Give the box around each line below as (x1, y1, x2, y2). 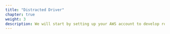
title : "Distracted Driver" (5, 7, 65, 12)
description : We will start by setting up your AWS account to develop (5, 21, 159, 26)
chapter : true (5, 12, 35, 17)
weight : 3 (5, 16, 26, 21)
